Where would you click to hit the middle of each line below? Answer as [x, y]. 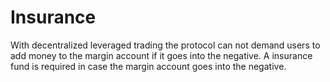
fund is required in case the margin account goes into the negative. [148, 66]
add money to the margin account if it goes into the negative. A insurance [161, 55]
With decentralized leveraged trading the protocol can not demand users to [165, 45]
